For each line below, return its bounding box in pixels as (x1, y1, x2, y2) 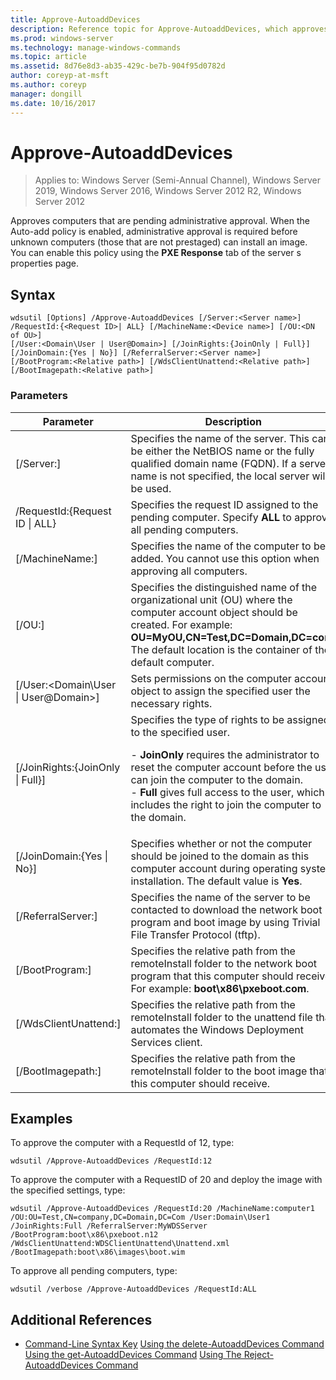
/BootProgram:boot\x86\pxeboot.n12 (10, 1230, 159, 1240)
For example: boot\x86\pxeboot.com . (130, 981, 310, 995)
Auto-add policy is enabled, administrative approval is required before (10, 226, 298, 238)
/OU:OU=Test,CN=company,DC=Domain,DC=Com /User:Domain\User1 (10, 1212, 271, 1223)
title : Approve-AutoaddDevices (10, 14, 141, 25)
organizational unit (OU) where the (130, 592, 293, 606)
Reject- (243, 1349, 274, 1361)
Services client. (130, 1035, 203, 1049)
